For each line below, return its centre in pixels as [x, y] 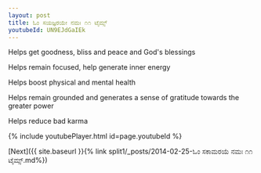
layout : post [29, 15]
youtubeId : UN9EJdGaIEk [47, 30]
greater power [31, 106]
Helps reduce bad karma [48, 121]
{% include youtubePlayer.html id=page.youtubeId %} [95, 136]
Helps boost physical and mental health [72, 82]
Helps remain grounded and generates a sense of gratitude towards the [124, 98]
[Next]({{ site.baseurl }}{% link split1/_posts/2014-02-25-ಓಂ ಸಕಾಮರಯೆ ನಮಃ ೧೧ [130, 151]
